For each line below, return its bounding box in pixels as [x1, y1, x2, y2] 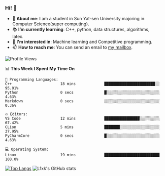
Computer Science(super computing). [12, 21, 90, 27]
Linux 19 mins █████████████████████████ [5, 153, 160, 158]
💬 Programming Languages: [5, 77, 58, 82]
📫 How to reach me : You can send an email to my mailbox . [12, 44, 133, 50]
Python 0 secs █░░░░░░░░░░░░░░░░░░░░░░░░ [5, 90, 160, 95]
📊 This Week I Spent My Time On [5, 66, 75, 72]
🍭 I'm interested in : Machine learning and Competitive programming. [12, 39, 153, 45]
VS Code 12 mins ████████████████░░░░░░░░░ [5, 116, 160, 121]
